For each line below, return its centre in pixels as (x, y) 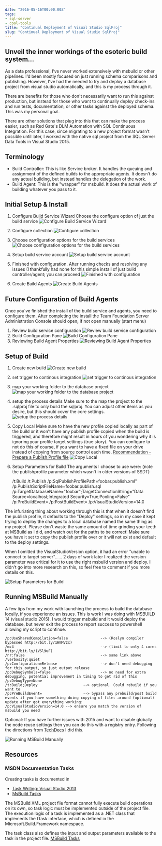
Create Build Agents (32, 284)
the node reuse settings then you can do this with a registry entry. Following (81, 725)
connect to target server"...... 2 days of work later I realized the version (75, 557)
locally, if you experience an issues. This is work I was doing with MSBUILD (80, 614)
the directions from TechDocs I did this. (44, 730)
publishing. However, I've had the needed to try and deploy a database (75, 81)
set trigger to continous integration (47, 378)
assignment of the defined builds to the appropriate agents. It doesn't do (84, 173)
